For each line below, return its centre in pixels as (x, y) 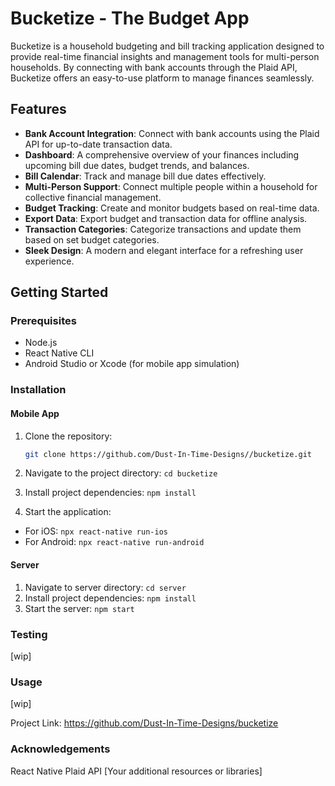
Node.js (41, 343)
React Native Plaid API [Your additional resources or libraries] (136, 771)
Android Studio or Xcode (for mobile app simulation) (132, 364)
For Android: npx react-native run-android (114, 542)
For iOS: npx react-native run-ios (96, 531)
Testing (29, 634)
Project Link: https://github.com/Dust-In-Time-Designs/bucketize (144, 723)
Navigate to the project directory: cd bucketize (121, 473)
